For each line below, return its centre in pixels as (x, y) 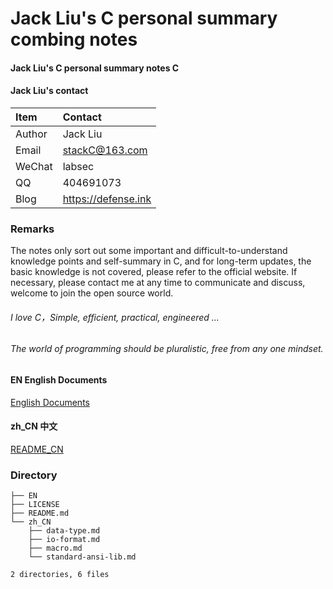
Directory (34, 475)
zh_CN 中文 (34, 426)
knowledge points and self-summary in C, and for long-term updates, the (161, 261)
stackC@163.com (105, 150)
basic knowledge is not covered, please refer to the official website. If (154, 272)
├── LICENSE (35, 505)
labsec (78, 166)
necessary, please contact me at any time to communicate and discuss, (158, 283)
